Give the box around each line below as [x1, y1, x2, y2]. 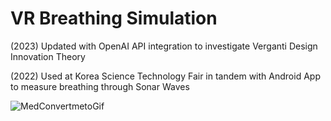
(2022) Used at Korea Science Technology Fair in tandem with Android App [10, 70, 321, 82]
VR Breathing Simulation [10, 7, 218, 30]
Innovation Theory [10, 50, 86, 62]
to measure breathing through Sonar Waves [10, 80, 190, 92]
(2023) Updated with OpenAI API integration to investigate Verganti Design [10, 40, 318, 52]
